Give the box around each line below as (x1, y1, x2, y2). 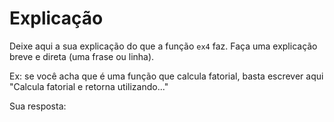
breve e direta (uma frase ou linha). (9, 50, 155, 62)
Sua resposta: (9, 100, 67, 112)
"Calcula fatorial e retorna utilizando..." (9, 80, 169, 92)
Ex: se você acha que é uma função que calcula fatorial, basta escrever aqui (9, 70, 324, 82)
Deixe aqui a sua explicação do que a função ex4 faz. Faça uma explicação (9, 40, 318, 52)
